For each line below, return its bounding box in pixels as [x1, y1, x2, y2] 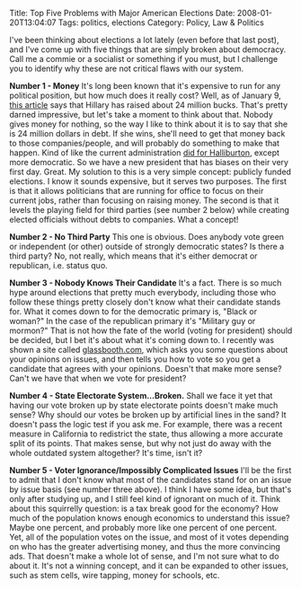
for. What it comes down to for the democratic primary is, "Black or [9, 306, 258, 317]
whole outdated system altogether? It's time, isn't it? [9, 448, 203, 458]
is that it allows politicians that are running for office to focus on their [9, 186, 264, 196]
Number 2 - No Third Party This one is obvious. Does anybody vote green [9, 232, 285, 242]
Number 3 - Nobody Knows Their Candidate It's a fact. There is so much [9, 277, 282, 288]
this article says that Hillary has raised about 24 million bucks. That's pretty [9, 100, 288, 110]
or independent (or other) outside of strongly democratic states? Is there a [9, 242, 285, 251]
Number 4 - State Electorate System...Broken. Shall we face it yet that [9, 391, 273, 400]
